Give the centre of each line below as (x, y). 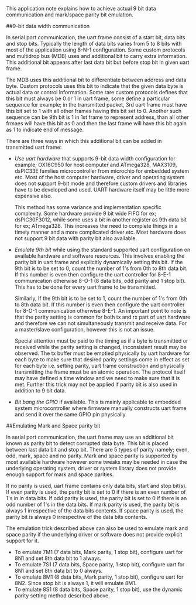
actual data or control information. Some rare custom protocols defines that (97, 92)
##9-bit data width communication (48, 26)
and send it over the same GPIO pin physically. (71, 414)
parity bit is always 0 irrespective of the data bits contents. (77, 517)
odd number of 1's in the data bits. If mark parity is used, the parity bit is (93, 504)
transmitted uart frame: (34, 147)
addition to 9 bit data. (40, 391)
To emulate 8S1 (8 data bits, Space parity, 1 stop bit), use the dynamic (99, 589)
